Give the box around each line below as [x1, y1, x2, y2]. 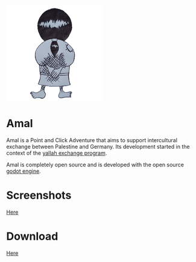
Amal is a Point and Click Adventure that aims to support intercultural [6, 136, 178, 143]
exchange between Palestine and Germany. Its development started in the [6, 143, 190, 150]
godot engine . [6, 167, 41, 175]
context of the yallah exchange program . [6, 149, 107, 157]
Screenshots [6, 189, 72, 202]
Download [6, 229, 58, 243]
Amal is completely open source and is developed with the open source [6, 161, 184, 168]
